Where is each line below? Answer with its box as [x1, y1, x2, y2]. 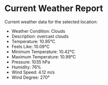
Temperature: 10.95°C [11, 38, 55, 44]
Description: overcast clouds [11, 33, 69, 39]
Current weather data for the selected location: [4, 19, 98, 25]
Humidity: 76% [11, 64, 41, 70]
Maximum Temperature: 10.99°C [11, 54, 76, 59]
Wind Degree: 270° [11, 74, 50, 80]
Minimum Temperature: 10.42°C [11, 49, 75, 55]
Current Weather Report [4, 3, 103, 14]
